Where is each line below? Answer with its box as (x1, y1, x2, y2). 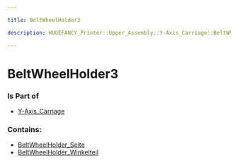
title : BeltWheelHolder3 (7, 16, 81, 23)
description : (7, 29, 46, 36)
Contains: (7, 124, 42, 134)
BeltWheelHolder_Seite (17, 140, 85, 149)
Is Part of (7, 91, 39, 101)
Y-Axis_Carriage (17, 107, 65, 115)
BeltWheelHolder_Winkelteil (17, 148, 99, 157)
